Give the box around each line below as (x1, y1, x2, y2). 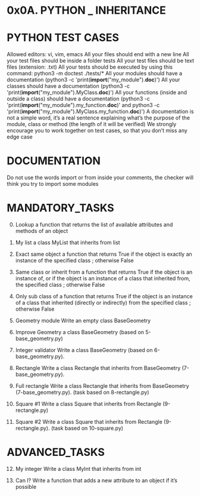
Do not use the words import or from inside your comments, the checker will (7, 174, 194, 181)
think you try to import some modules (7, 180, 99, 188)
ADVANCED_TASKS (7, 446, 105, 459)
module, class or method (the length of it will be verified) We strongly (7, 121, 177, 128)
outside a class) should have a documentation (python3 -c (7, 95, 151, 102)
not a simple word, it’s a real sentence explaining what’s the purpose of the (7, 114, 190, 121)
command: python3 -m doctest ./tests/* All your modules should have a (7, 70, 183, 77)
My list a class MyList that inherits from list (15, 239, 121, 246)
